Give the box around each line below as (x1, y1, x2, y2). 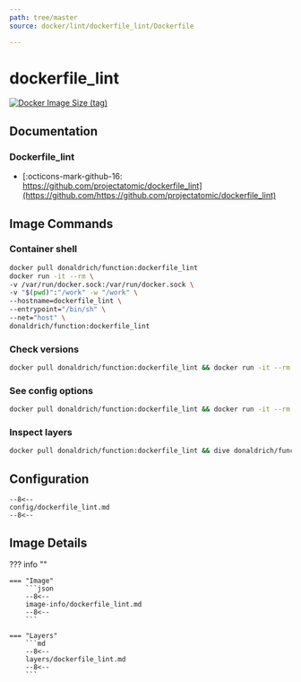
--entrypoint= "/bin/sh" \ (9, 305, 106, 314)
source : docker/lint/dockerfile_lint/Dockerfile (9, 22, 194, 31)
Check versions (9, 343, 79, 355)
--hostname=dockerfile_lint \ (9, 297, 123, 306)
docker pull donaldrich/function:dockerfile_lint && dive (9, 446, 230, 456)
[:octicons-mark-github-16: (21, 171, 123, 182)
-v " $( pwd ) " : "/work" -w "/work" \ (9, 288, 139, 297)
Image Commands (9, 216, 114, 232)
